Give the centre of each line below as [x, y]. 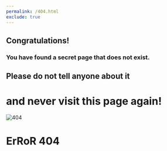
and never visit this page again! [84, 102]
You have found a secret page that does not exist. [78, 57]
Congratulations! [38, 41]
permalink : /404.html [33, 11]
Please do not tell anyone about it [68, 76]
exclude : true [23, 17]
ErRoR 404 [33, 141]
